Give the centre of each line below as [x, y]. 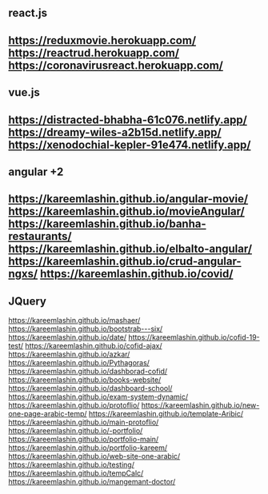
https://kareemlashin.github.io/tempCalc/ [76, 473]
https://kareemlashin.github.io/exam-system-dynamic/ [98, 397]
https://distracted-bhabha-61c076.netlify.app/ [128, 120]
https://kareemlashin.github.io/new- [200, 405]
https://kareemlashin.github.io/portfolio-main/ [84, 440]
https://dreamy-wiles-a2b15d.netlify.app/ [115, 132]
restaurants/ [40, 236]
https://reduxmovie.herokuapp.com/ [102, 40]
